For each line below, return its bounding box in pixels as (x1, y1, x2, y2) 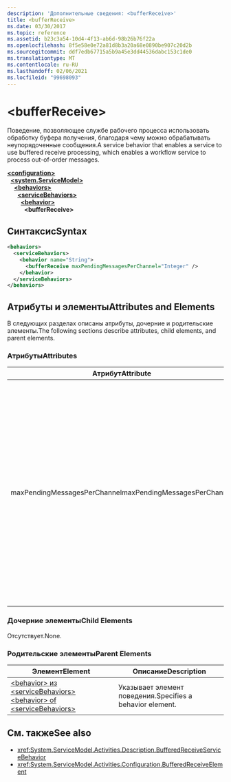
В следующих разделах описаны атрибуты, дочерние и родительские (7, 319, 214, 327)
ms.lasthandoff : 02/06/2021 (7, 67, 88, 74)
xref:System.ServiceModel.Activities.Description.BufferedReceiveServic (16, 746, 221, 754)
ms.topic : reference (7, 29, 67, 36)
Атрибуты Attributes (7, 351, 78, 360)
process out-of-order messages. (7, 155, 100, 164)
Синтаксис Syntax (7, 225, 87, 237)
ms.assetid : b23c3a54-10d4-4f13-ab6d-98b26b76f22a (7, 36, 155, 43)
